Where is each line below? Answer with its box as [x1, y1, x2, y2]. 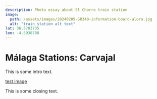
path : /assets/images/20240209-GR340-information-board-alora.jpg [10, 16, 152, 21]
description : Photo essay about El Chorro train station [5, 7, 128, 12]
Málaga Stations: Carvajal [5, 52, 116, 63]
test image [5, 78, 27, 84]
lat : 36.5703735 [5, 26, 39, 31]
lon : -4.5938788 [5, 30, 39, 35]
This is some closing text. [5, 88, 59, 94]
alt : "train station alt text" [10, 21, 76, 26]
